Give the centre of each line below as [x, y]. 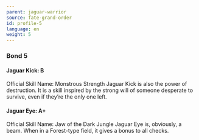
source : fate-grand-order [39, 18]
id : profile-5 [24, 23]
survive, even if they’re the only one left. [57, 97]
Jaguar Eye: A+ [26, 111]
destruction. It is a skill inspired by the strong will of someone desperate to [100, 90]
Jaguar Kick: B [25, 70]
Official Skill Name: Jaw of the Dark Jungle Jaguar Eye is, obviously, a [94, 124]
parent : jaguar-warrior [37, 12]
